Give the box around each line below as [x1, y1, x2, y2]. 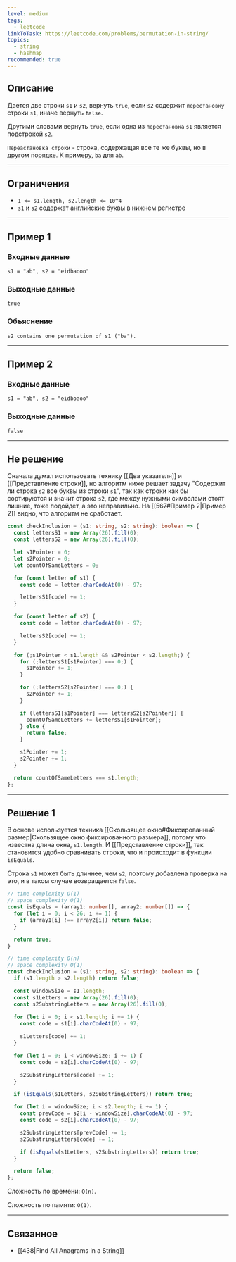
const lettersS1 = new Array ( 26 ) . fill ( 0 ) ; [13, 530, 140, 537]
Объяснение [7, 316, 53, 326]
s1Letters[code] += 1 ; [20, 1033, 86, 1040]
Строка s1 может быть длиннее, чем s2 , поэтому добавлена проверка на [7, 869, 228, 877]
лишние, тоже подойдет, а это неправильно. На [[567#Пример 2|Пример [7, 501, 227, 511]
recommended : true [7, 56, 61, 63]
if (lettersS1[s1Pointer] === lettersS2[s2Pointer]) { [20, 709, 184, 717]
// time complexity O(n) [7, 955, 80, 962]
